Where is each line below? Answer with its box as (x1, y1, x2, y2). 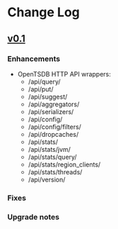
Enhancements (7, 54, 61, 64)
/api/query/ (28, 77, 61, 86)
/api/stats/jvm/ (28, 145, 71, 153)
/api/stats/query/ (28, 152, 77, 161)
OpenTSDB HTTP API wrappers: (17, 69, 112, 78)
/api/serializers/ (28, 107, 74, 116)
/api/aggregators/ (28, 100, 80, 108)
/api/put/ (28, 84, 54, 93)
